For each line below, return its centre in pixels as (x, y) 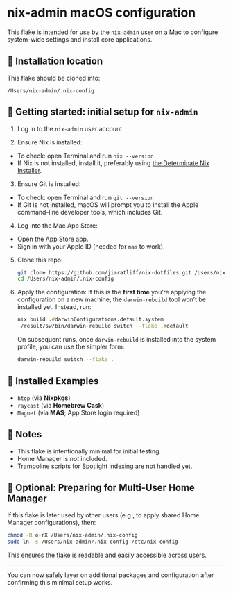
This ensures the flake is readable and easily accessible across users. (107, 555)
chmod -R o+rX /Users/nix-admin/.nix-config (72, 535)
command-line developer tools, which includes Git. (90, 212)
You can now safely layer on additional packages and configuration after (111, 575)
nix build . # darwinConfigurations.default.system (90, 320)
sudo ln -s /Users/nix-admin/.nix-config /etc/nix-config (93, 542)
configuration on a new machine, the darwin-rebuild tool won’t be (112, 299)
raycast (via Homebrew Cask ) (61, 405)
